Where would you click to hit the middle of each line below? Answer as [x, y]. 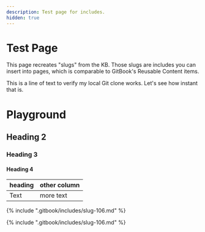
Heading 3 [22, 154]
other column [60, 185]
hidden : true [23, 18]
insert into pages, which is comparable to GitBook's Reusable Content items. [103, 72]
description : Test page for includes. [56, 12]
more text [53, 195]
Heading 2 [27, 137]
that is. [15, 90]
